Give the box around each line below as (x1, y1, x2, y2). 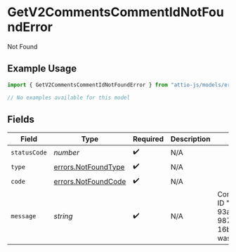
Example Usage (7, 62, 77, 74)
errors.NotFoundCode (53, 176, 126, 186)
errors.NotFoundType (53, 162, 125, 172)
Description (170, 134, 211, 144)
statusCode (11, 148, 47, 157)
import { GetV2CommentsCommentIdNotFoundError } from (7, 81, 169, 88)
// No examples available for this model (7, 94, 131, 101)
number (53, 147, 79, 157)
